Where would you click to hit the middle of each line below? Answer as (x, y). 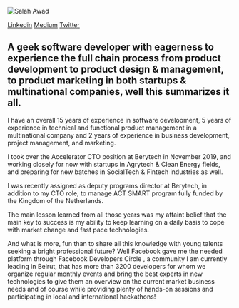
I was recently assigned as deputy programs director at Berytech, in (107, 185)
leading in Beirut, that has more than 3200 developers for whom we (107, 266)
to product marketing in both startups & (97, 81)
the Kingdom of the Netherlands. (56, 200)
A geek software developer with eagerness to (111, 47)
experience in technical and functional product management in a (102, 128)
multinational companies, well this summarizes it (118, 92)
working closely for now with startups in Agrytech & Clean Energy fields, (114, 164)
